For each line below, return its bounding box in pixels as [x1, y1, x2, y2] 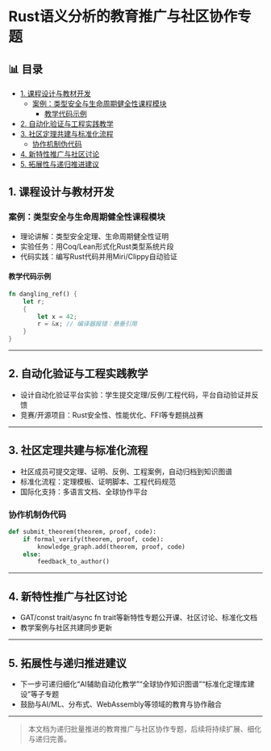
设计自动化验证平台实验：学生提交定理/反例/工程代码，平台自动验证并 [19, 389, 252, 400]
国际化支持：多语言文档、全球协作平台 [19, 486, 148, 497]
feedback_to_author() [37, 558, 110, 566]
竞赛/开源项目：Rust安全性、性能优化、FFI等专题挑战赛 [19, 409, 204, 420]
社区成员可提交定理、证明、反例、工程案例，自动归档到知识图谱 [19, 466, 232, 476]
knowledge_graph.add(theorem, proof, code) [37, 543, 186, 551]
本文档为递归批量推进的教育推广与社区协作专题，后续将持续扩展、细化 [27, 724, 262, 733]
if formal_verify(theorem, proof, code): [23, 535, 164, 543]
